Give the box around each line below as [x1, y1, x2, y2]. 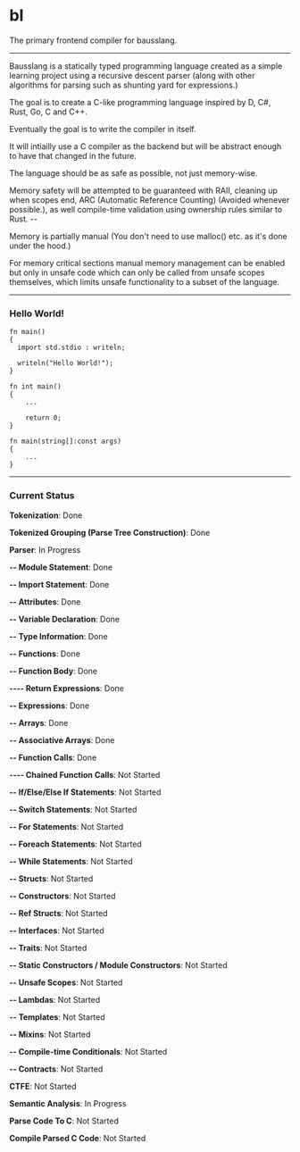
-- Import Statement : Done [9, 579, 110, 589]
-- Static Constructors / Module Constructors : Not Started [9, 959, 228, 970]
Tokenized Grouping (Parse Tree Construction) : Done [9, 527, 211, 538]
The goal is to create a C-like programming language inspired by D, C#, [9, 96, 271, 107]
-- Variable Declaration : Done [9, 614, 121, 624]
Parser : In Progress [9, 544, 81, 555]
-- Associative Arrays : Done [9, 734, 115, 746]
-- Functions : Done [9, 648, 80, 659]
